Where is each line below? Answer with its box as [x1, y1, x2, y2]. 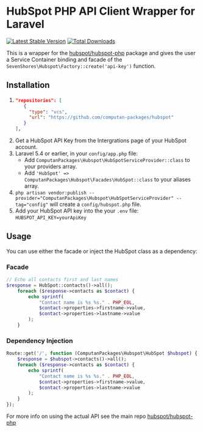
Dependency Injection [6, 336, 73, 345]
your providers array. [24, 163, 77, 170]
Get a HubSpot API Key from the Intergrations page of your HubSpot [15, 137, 187, 144]
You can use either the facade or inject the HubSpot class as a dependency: [6, 247, 198, 255]
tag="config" [15, 202, 49, 208]
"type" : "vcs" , [29, 109, 68, 115]
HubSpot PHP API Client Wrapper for [6, 4, 195, 18]
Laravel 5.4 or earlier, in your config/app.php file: [15, 150, 138, 157]
